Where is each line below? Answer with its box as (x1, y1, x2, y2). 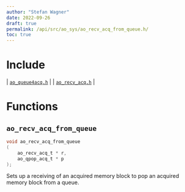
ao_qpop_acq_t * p (17, 155, 64, 162)
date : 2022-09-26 (6, 15, 51, 21)
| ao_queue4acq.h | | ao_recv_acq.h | (6, 78, 95, 86)
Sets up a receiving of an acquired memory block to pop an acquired (6, 172, 180, 180)
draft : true (6, 20, 37, 26)
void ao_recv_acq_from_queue (6, 139, 81, 145)
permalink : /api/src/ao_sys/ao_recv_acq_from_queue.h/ (6, 26, 149, 32)
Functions (6, 100, 58, 114)
